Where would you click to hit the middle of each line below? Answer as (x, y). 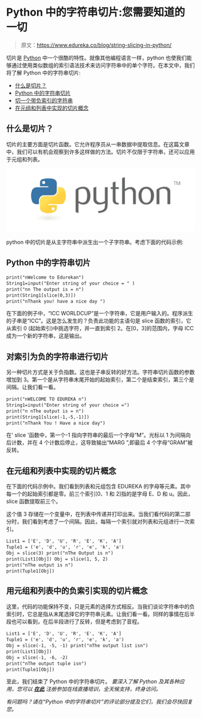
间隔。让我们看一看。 (32, 387)
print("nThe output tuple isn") (46, 663)
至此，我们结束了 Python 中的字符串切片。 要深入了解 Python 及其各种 (93, 681)
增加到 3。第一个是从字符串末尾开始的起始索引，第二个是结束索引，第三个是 (100, 380)
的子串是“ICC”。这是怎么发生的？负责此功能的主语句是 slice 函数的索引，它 (99, 321)
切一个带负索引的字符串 (44, 100)
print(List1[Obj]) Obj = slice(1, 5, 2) (57, 559)
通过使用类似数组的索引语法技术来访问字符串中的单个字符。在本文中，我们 (103, 65)
